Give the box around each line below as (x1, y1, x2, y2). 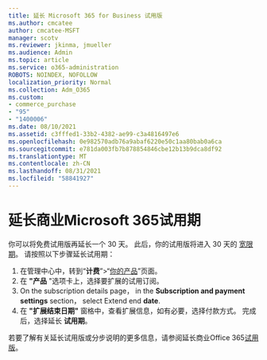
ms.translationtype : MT (8, 152, 87, 160)
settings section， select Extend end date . (19, 295, 161, 305)
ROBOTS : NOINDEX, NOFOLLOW (8, 71, 98, 79)
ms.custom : (8, 93, 44, 101)
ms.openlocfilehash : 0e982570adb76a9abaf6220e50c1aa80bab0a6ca (8, 137, 222, 146)
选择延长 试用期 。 (33, 315, 92, 325)
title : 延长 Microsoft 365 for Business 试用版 (8, 11, 163, 20)
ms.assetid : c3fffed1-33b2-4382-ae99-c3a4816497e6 (8, 130, 180, 138)
